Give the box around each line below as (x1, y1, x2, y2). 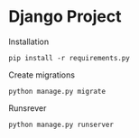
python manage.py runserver (8, 120, 115, 129)
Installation (8, 36, 50, 47)
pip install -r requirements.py (8, 53, 130, 62)
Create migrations (8, 69, 76, 80)
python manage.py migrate (8, 87, 106, 96)
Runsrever (8, 102, 47, 114)
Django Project (8, 6, 123, 27)
